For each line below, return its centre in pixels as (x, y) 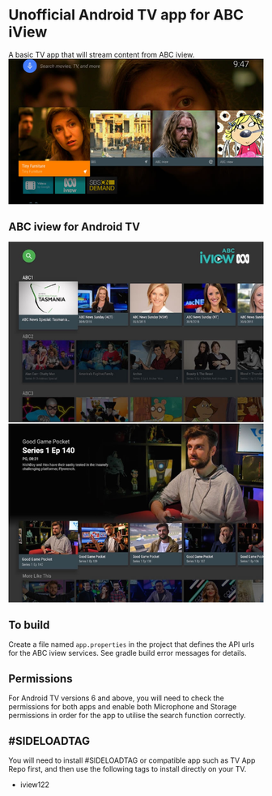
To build (29, 625)
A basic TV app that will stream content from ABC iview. (102, 54)
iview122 (35, 785)
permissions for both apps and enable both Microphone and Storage (123, 707)
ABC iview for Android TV (74, 227)
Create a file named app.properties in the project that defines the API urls (132, 644)
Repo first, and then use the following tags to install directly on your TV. (127, 768)
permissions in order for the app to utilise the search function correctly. (127, 716)
